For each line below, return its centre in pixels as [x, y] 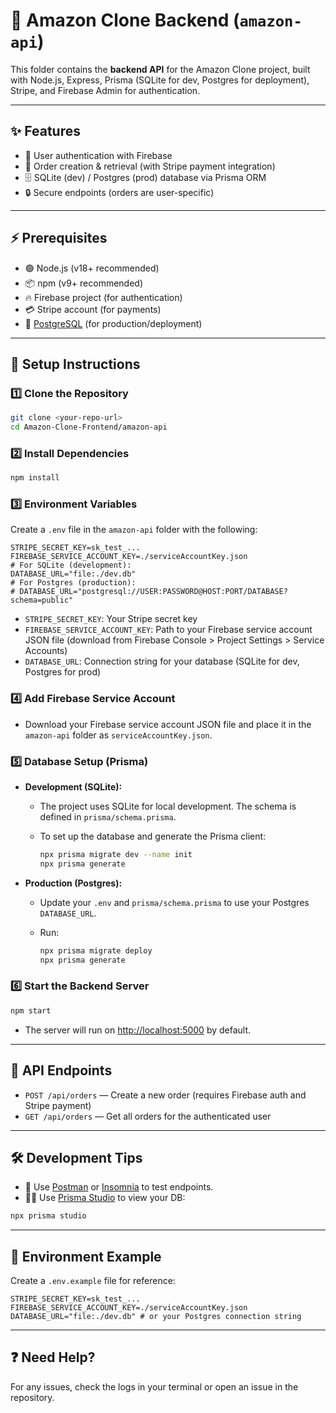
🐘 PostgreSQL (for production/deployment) [113, 323]
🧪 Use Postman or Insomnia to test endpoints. [119, 1187]
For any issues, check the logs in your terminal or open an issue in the [154, 1386]
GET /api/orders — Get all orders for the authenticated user [148, 1116]
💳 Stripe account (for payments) [93, 309]
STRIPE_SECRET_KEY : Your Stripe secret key [111, 619]
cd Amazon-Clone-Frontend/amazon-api [89, 427]
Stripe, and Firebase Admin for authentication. [105, 90]
